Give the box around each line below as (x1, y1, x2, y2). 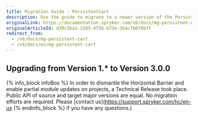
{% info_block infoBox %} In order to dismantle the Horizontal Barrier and (6, 79, 184, 86)
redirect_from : (6, 31, 44, 37)
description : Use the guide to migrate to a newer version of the (6, 14, 173, 20)
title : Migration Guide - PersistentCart (6, 8, 110, 15)
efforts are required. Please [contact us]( (6, 98, 105, 105)
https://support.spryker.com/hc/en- (104, 98, 192, 105)
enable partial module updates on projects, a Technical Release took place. (6, 85, 189, 92)
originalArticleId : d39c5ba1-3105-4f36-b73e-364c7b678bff (6, 25, 151, 31)
